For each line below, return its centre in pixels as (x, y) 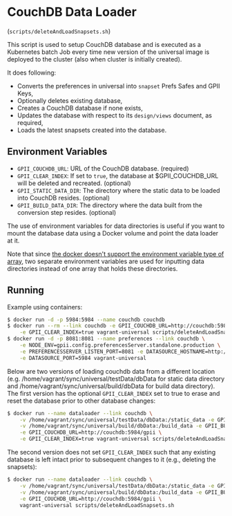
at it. (13, 240)
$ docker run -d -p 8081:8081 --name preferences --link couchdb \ (106, 339)
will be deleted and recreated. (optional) (74, 183)
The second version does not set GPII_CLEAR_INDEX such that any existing (112, 452)
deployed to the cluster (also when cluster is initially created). (95, 59)
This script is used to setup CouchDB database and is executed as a (104, 44)
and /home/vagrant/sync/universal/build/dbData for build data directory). (111, 386)
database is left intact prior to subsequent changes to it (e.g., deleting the (112, 459)
